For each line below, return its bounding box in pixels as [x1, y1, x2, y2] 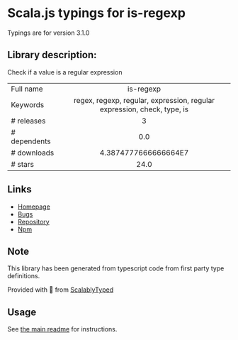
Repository [17, 217, 50, 226]
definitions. [7, 272, 40, 280]
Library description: [7, 49, 97, 61]
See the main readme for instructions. [7, 325, 118, 334]
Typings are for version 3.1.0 [7, 28, 90, 37]
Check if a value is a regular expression [7, 67, 123, 76]
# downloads [11, 148, 55, 158]
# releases [11, 116, 46, 126]
